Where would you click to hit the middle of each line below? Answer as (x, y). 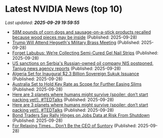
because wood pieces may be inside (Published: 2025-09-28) (75, 37)
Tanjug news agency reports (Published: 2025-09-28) (66, 68)
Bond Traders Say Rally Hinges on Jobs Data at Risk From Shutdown (81, 115)
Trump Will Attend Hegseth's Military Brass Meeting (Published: (76, 42)
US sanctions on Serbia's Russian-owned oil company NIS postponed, (83, 63)
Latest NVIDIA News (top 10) (64, 9)
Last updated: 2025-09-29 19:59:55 (42, 23)
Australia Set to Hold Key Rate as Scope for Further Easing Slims (77, 84)
